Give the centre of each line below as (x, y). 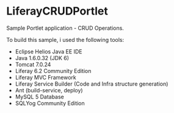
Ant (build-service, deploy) (49, 90)
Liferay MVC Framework (45, 77)
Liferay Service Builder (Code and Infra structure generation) (92, 84)
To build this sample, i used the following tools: (65, 39)
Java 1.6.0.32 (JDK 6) (42, 58)
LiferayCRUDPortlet (57, 11)
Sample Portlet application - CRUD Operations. (65, 28)
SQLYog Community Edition (50, 103)
